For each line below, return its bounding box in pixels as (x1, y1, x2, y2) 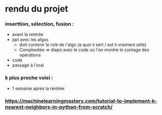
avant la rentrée (12, 31, 44, 37)
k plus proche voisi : (5, 74, 53, 81)
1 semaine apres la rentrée (12, 86, 65, 91)
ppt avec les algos (12, 37, 49, 43)
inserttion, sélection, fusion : (5, 21, 74, 28)
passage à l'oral (12, 62, 44, 68)
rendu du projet (5, 3, 69, 14)
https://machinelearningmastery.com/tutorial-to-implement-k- (5, 98, 157, 104)
